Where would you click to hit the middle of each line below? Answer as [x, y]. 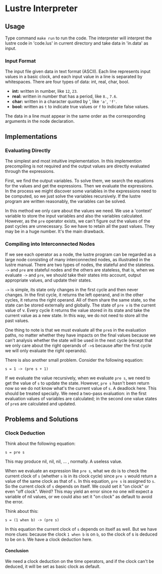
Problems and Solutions [42, 419]
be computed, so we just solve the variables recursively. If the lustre [73, 196]
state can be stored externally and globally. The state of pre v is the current [81, 305]
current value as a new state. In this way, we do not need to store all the [77, 316]
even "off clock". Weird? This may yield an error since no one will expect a [79, 491]
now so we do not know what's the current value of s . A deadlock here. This [81, 388]
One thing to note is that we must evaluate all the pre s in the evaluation [76, 330]
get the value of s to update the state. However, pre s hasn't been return [77, 383]
